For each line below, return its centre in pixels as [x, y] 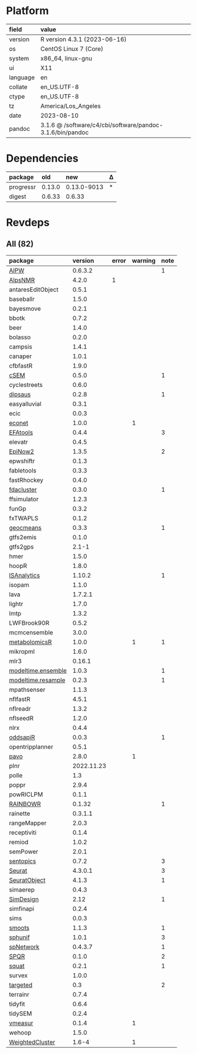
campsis [21, 346]
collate [18, 87]
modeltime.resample [37, 680]
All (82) [20, 244]
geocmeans [26, 528]
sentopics [23, 861]
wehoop [20, 1032]
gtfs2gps [21, 546]
